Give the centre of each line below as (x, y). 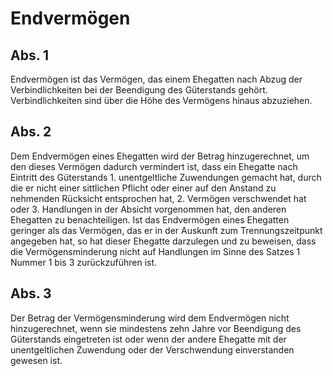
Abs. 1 (30, 55)
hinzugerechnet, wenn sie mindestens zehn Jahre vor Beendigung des (156, 328)
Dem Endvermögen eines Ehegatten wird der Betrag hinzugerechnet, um (160, 156)
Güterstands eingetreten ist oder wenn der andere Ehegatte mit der (148, 339)
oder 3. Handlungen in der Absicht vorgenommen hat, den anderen (148, 209)
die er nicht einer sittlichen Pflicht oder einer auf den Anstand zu (143, 188)
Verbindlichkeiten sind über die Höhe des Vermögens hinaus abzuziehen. (161, 100)
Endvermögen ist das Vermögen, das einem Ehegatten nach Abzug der (156, 79)
